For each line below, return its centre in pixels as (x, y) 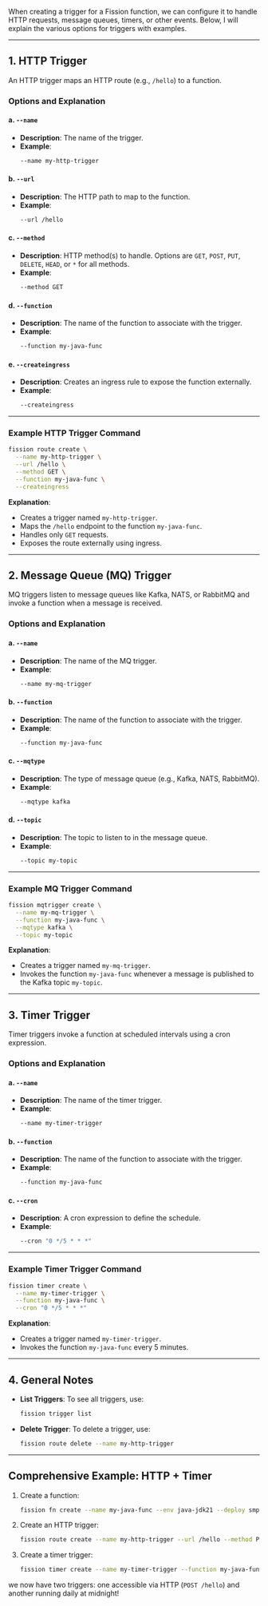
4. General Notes (51, 1380)
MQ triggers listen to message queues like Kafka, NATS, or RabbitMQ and (129, 595)
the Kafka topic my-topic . (61, 982)
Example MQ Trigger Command (71, 888)
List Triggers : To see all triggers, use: (82, 1399)
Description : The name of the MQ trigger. (88, 660)
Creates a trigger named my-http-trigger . (89, 517)
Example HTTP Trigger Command (75, 433)
